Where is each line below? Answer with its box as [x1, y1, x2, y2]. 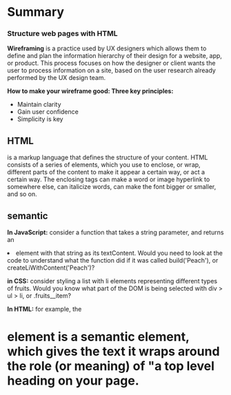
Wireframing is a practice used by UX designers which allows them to [7, 44, 207, 52]
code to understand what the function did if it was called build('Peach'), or [7, 256, 219, 265]
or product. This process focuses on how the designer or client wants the [7, 59, 216, 68]
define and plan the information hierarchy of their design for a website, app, [7, 52, 223, 60]
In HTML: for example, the [7, 305, 82, 314]
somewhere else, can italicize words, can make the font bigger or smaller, [7, 183, 217, 191]
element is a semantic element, [7, 329, 190, 345]
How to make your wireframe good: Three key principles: [7, 87, 174, 95]
